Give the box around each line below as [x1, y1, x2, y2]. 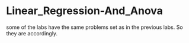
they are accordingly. [6, 29, 58, 37]
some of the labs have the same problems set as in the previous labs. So [6, 24, 183, 31]
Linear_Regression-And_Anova [6, 4, 163, 18]
